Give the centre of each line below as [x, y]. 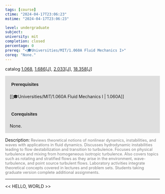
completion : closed [25, 41]
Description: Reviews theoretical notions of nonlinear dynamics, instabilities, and [81, 140]
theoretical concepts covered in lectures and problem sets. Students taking [75, 168]
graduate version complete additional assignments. [52, 172]
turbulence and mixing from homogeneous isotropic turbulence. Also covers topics [82, 154]
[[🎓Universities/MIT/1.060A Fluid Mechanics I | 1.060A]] [67, 97]
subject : [14, 32]
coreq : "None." [21, 55]
